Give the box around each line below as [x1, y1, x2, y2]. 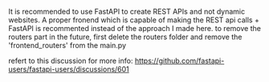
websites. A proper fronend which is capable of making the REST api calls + [8, 15, 259, 25]
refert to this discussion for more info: [8, 56, 133, 65]
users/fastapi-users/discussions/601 [8, 64, 130, 74]
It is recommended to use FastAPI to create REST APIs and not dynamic [8, 7, 246, 16]
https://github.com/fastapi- [134, 56, 225, 65]
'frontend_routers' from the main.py [8, 41, 127, 50]
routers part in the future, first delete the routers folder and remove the [8, 32, 243, 41]
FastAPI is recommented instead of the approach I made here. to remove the [8, 24, 261, 33]
